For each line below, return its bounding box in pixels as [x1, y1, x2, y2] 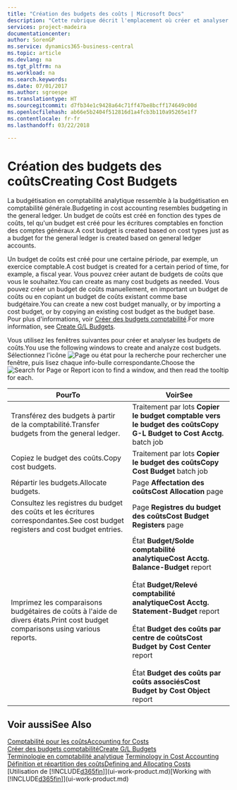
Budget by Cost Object [132, 686, 210, 696]
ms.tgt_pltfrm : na [7, 63, 61, 70]
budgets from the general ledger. [11, 428, 121, 438]
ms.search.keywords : [7, 75, 68, 83]
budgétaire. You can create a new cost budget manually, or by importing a [7, 300, 221, 309]
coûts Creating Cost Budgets [7, 173, 178, 189]
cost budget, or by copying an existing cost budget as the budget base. [7, 307, 215, 316]
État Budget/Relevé [132, 580, 198, 590]
